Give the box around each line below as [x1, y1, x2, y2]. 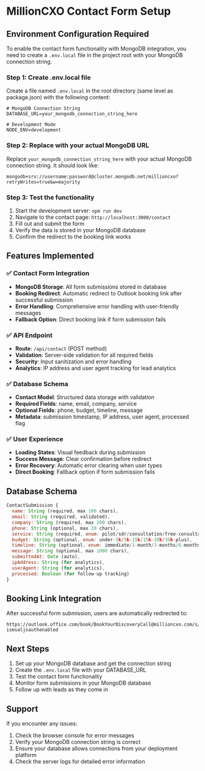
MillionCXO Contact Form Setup [6, 4, 171, 18]
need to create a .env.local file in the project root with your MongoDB [6, 51, 183, 59]
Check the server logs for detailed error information [15, 758, 145, 765]
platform [15, 751, 37, 758]
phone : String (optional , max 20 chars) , [12, 525, 119, 531]
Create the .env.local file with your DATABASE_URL [15, 666, 146, 674]
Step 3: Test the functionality [6, 193, 95, 202]
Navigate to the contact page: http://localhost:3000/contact [15, 213, 171, 221]
